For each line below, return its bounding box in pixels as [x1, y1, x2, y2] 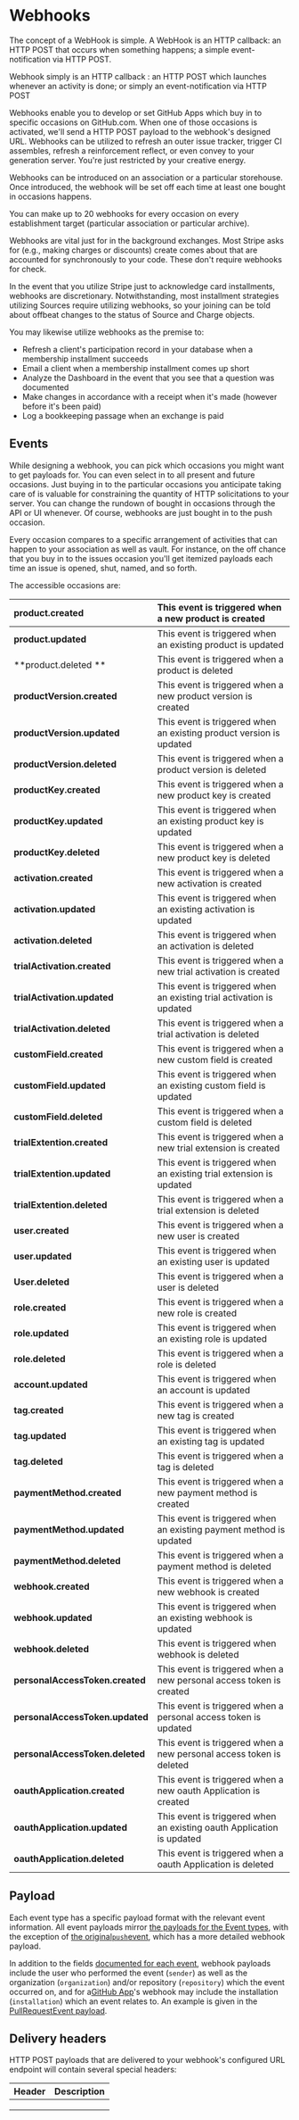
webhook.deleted [13, 1642, 89, 1655]
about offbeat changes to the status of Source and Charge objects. [9, 309, 255, 320]
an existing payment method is [157, 1523, 286, 1535]
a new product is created [157, 612, 265, 625]
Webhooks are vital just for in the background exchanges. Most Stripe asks [9, 235, 285, 245]
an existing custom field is [157, 1079, 266, 1092]
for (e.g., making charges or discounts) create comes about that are [9, 245, 258, 255]
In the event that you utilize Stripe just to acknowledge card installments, [9, 280, 276, 291]
